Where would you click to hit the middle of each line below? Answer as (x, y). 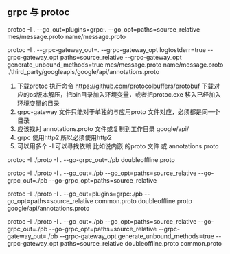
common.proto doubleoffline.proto (143, 200)
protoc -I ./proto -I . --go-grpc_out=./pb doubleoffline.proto (91, 159)
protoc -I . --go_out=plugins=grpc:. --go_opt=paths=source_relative (104, 29)
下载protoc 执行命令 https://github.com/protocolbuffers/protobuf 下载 (115, 86)
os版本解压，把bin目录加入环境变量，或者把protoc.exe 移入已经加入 (125, 94)
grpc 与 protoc (38, 12)
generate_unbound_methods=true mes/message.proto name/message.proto (115, 65)
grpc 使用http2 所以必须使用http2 (64, 137)
